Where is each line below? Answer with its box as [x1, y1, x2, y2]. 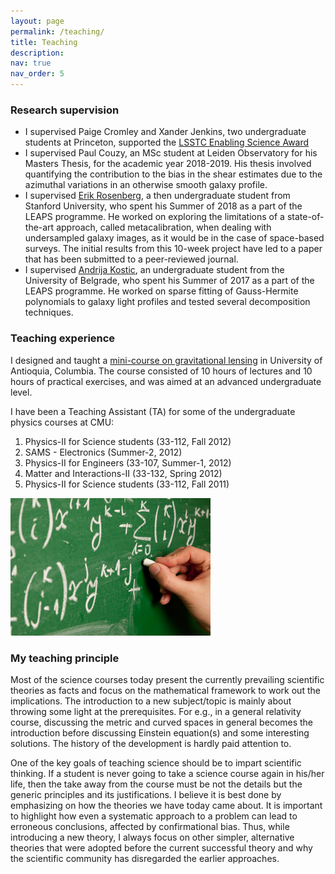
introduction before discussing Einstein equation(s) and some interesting [10, 726, 310, 739]
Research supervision [10, 103, 120, 117]
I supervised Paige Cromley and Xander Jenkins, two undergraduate [24, 126, 307, 138]
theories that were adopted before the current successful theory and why [10, 841, 313, 854]
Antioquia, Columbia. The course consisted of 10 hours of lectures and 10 [10, 365, 313, 377]
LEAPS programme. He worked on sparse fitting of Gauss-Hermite [24, 285, 299, 297]
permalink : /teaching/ [10, 26, 105, 37]
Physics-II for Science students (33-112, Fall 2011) [24, 478, 230, 490]
